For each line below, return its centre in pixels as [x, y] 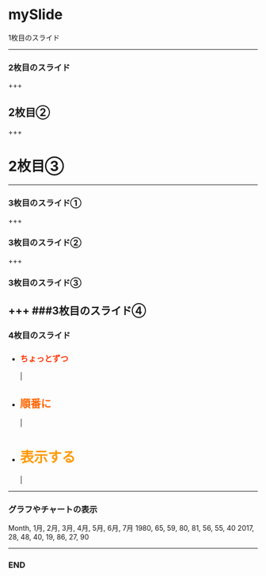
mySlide [36, 15]
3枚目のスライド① [45, 202]
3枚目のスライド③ [45, 282]
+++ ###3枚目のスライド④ [77, 311]
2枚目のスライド [39, 67]
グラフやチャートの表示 [53, 509]
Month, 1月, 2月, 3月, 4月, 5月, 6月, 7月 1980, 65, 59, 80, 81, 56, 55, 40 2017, [131, 528]
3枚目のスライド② [45, 243]
